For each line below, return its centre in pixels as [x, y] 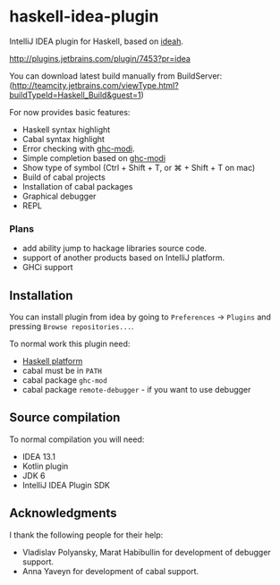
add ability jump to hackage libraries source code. [115, 249]
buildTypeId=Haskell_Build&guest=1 [75, 95]
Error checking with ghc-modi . [79, 148]
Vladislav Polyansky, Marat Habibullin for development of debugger [146, 552]
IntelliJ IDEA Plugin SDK [66, 485]
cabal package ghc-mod [64, 380]
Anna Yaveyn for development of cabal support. [110, 571]
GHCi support [47, 267]
